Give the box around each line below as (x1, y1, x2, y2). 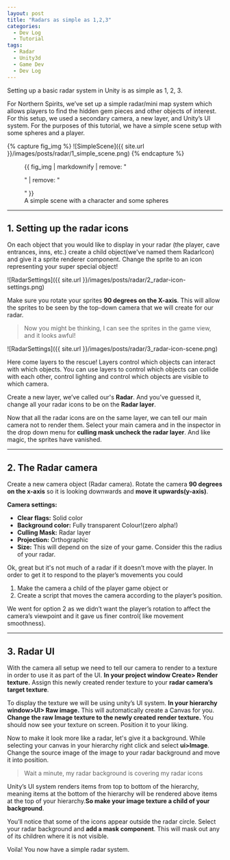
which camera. (7, 380, 49, 388)
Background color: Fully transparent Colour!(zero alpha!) (16, 521, 179, 530)
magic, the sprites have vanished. (7, 436, 103, 444)
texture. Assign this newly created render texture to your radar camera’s (7, 678, 214, 686)
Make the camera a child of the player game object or (16, 584, 169, 593)
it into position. (7, 755, 49, 764)
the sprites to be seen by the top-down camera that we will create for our (7, 304, 214, 312)
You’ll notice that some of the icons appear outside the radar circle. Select (7, 817, 216, 826)
